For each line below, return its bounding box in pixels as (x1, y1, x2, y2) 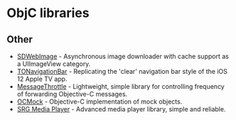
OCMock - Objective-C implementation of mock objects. (16, 97, 183, 106)
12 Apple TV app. (16, 75, 68, 83)
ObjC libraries (6, 5, 90, 21)
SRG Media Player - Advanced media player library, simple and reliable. (16, 105, 226, 113)
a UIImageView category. (16, 60, 91, 68)
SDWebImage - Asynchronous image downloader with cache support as (16, 52, 229, 60)
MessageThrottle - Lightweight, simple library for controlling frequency (16, 82, 225, 90)
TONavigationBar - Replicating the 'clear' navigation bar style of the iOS (16, 67, 228, 75)
